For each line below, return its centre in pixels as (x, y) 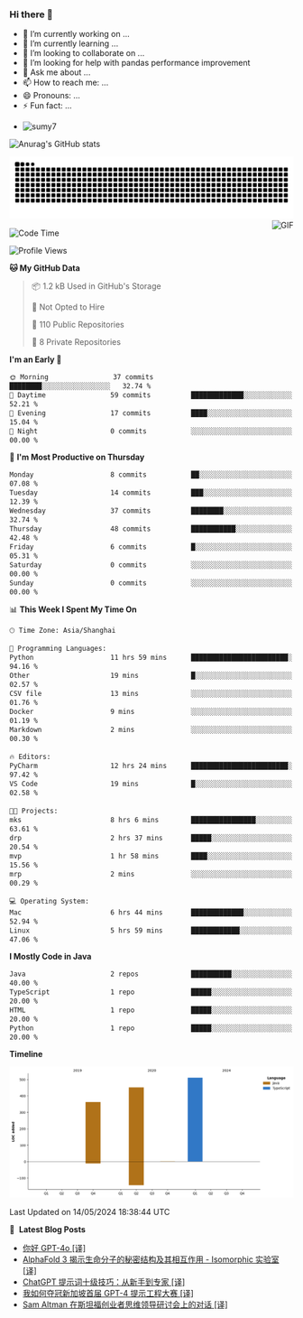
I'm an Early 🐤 (36, 359)
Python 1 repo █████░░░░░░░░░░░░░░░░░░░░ (151, 1028)
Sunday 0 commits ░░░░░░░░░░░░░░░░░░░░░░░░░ (151, 583)
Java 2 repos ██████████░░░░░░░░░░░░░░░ (151, 974)
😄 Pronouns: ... (51, 96)
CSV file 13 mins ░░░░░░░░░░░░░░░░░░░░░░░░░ (151, 694)
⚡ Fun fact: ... (47, 106)
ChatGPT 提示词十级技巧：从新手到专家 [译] (104, 1282)
